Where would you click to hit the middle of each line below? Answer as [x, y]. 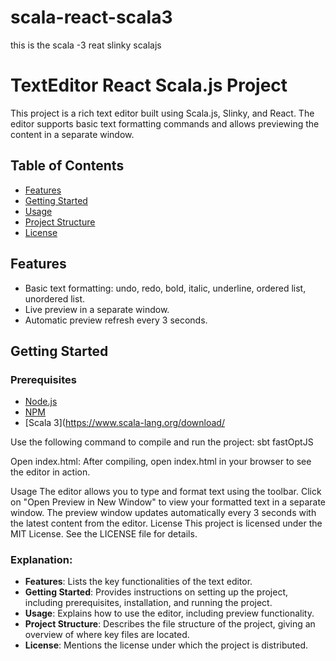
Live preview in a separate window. [97, 309]
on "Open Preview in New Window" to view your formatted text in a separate [168, 502]
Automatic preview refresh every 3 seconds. [116, 320]
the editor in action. [50, 472]
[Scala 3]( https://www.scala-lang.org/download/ [124, 423]
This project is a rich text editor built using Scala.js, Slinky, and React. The [162, 113]
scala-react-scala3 [91, 17]
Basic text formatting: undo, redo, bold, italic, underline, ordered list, [165, 288]
